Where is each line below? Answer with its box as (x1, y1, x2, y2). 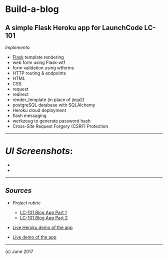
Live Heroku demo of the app (12, 224, 73, 230)
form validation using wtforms (12, 65, 74, 70)
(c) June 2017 (5, 248, 33, 254)
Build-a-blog (5, 3, 59, 15)
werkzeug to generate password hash (12, 118, 91, 123)
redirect (12, 91, 29, 97)
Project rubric (12, 199, 41, 205)
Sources (5, 186, 32, 195)
